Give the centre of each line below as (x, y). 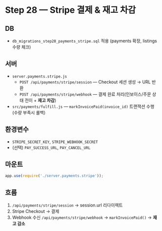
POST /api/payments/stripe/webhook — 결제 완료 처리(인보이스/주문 (85, 94)
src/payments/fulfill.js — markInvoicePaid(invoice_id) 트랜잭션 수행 (83, 106)
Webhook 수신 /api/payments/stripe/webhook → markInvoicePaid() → (82, 218)
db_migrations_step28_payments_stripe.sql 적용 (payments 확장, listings (84, 41)
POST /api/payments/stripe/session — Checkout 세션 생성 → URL (85, 82)
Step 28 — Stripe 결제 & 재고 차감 (71, 10)
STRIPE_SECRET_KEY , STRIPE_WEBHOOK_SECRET (55, 141)
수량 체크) (21, 47)
